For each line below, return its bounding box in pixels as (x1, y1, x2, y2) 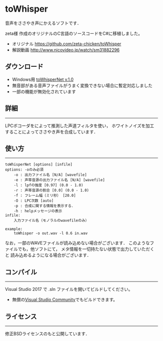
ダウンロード (5, 62, 44, 71)
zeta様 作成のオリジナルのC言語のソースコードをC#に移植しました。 (5, 30, 143, 36)
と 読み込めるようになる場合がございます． (5, 252, 91, 258)
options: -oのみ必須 (5, 167, 44, 172)
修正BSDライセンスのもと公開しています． (5, 331, 90, 337)
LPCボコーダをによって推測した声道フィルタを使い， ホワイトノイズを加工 (5, 123, 154, 129)
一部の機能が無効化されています (12, 89, 76, 95)
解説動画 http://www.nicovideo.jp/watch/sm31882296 (12, 47, 120, 53)
